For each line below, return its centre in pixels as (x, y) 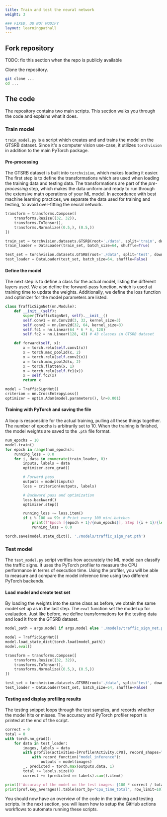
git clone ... (20, 79)
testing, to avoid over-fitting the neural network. (54, 205)
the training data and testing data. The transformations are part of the (76, 183)
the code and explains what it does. (42, 116)
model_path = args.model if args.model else (52, 628)
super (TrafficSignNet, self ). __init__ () (65, 316)
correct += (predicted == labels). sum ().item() (73, 776)
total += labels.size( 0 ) (49, 771)
